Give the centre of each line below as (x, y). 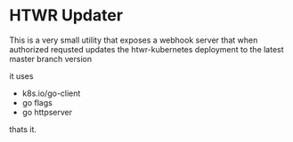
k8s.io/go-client (51, 93)
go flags (37, 102)
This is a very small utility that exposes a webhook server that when (134, 40)
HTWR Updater (66, 16)
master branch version (50, 59)
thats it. (23, 129)
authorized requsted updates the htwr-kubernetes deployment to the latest (146, 49)
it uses (21, 75)
